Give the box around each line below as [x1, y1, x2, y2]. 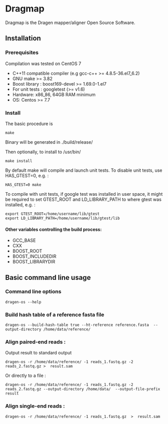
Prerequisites [5, 49, 39, 56]
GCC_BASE [12, 237, 36, 243]
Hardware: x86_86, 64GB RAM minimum [12, 91, 96, 98]
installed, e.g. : [5, 201, 36, 208]
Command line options [5, 288, 62, 295]
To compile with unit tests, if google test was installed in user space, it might [5, 191, 163, 197]
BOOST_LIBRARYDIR [12, 259, 55, 265]
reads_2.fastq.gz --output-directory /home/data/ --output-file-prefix [5, 386, 160, 392]
